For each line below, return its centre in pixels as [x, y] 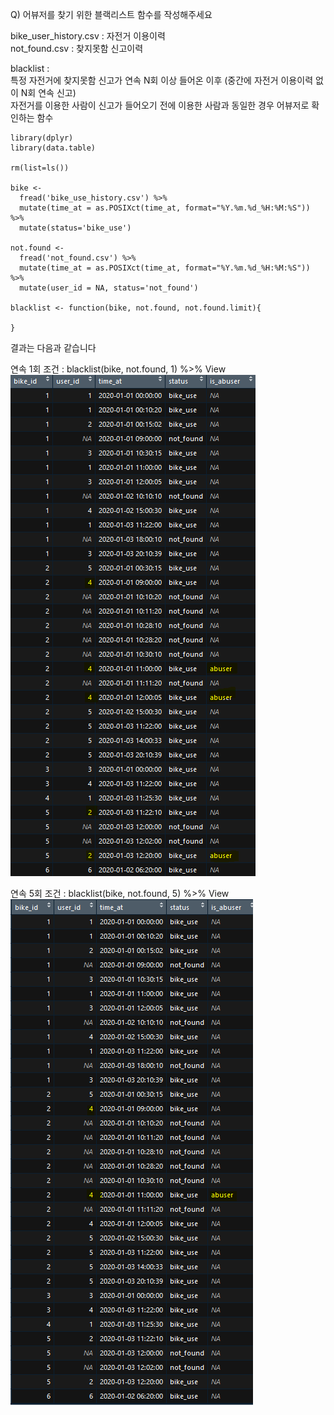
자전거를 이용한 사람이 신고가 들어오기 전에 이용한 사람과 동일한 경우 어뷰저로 [160, 105]
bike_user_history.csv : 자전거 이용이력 [88, 36]
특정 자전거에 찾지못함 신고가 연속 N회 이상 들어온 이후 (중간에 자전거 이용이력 [162, 80]
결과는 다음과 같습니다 [53, 347]
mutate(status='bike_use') [75, 228]
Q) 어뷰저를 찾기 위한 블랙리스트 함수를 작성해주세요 [111, 14]
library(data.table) [53, 148]
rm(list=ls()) [40, 168]
